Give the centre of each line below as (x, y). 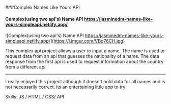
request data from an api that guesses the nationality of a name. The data (82, 56)
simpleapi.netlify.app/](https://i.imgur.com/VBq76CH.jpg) (65, 41)
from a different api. (26, 67)
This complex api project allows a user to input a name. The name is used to (85, 51)
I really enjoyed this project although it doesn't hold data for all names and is (85, 82)
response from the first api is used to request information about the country (84, 62)
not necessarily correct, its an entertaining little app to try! (66, 87)
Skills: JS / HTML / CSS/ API (35, 97)
